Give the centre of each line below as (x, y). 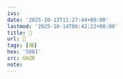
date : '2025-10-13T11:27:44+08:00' (58, 20)
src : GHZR (21, 58)
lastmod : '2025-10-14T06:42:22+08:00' (63, 26)
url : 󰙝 (16, 39)
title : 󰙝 (20, 33)
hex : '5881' (24, 52)
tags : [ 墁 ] (22, 45)
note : (15, 65)
